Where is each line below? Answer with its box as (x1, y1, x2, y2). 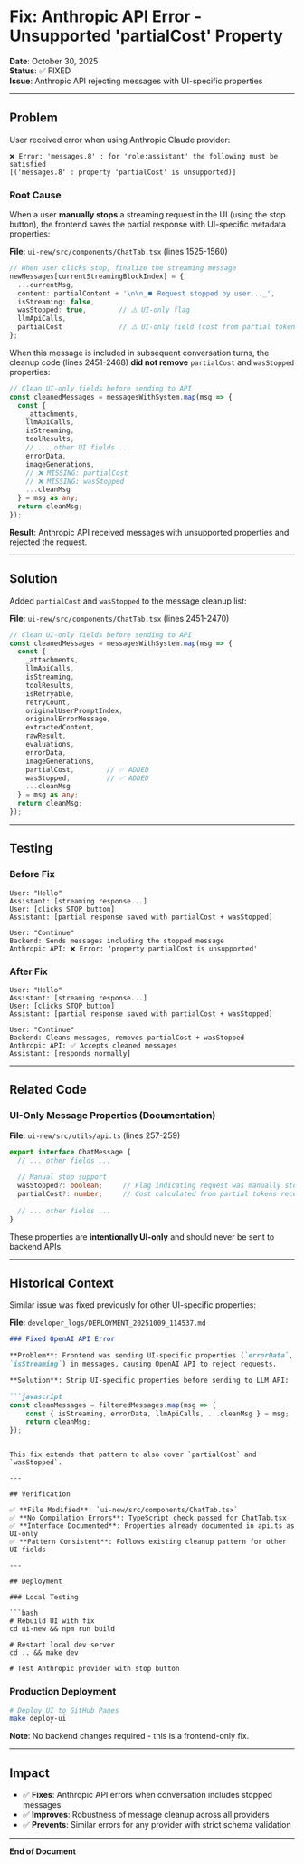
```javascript (9, 1392, 63, 1401)
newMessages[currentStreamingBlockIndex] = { (9, 272, 184, 281)
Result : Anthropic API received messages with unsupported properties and (9, 526, 290, 537)
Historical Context (9, 1275, 115, 1290)
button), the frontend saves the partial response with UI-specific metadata (9, 219, 287, 230)
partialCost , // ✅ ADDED (25, 765, 149, 774)
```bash (9, 1608, 39, 1618)
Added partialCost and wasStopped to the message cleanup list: (9, 595, 247, 606)
